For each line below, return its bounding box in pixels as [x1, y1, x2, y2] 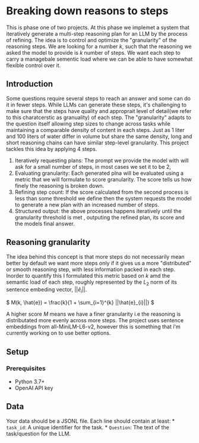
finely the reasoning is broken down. [14, 182, 105, 189]
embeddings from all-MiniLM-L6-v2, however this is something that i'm [6, 323, 181, 331]
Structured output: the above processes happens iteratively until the [14, 207, 182, 215]
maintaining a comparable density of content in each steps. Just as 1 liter [6, 126, 185, 133]
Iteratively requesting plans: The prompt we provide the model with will [14, 156, 189, 164]
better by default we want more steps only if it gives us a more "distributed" [6, 259, 192, 266]
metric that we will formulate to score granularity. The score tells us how [14, 175, 192, 183]
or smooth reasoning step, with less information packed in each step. [6, 266, 175, 273]
